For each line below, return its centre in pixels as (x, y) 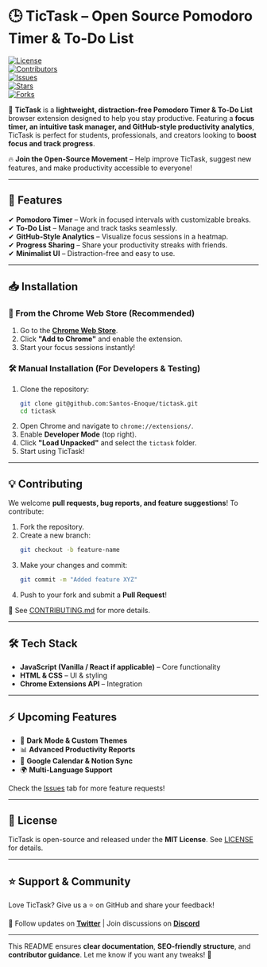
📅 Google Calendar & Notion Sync (76, 760)
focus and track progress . (52, 143)
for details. (26, 848)
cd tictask (38, 411)
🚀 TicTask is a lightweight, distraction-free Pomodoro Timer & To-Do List (130, 110)
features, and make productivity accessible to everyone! (100, 168)
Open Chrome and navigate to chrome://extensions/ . (106, 426)
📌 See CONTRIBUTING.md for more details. (79, 611)
